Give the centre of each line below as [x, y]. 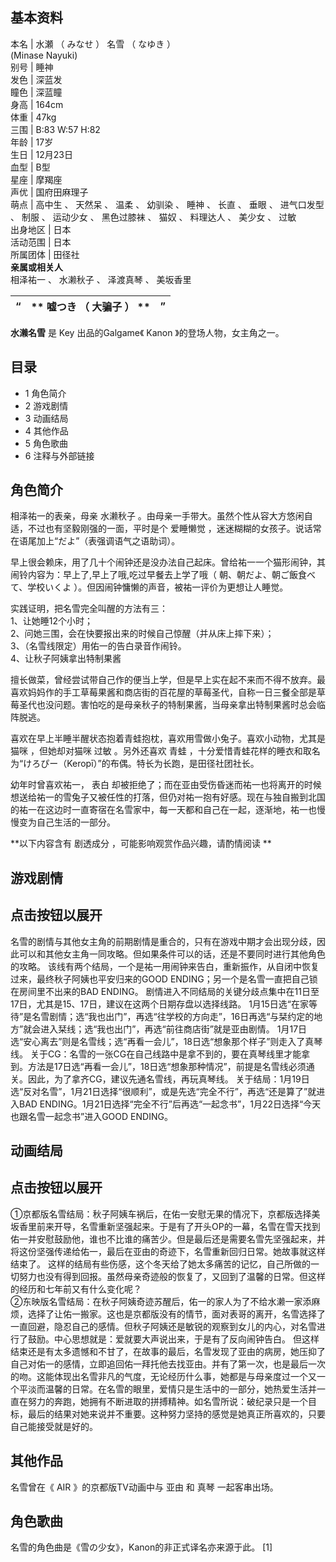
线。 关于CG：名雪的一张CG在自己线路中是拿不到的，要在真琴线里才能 [156, 1054]
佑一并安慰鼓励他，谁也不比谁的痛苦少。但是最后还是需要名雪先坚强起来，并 [168, 1239]
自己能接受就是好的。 [54, 1426]
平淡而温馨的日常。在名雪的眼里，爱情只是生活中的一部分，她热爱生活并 [167, 1389]
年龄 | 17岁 [32, 142]
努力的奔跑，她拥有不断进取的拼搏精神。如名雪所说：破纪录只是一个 [167, 1401]
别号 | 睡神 [32, 67]
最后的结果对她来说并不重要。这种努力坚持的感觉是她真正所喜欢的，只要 [176, 1414]
